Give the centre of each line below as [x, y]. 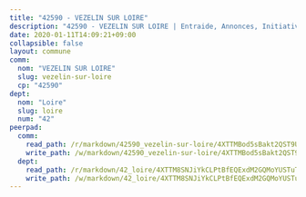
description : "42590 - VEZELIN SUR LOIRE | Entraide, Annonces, [134, 26]
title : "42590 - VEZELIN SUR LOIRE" [79, 18]
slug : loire [41, 111]
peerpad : [26, 128]
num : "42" [36, 119]
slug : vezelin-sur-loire [65, 77]
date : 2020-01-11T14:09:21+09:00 [73, 34]
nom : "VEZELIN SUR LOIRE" [67, 69]
